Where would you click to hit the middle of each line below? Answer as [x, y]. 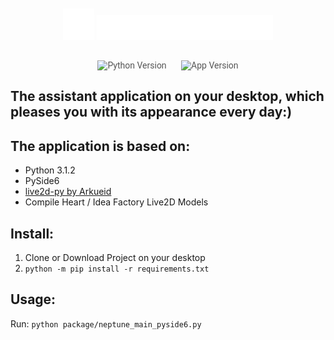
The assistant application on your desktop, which [167, 96]
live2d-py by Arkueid [68, 192]
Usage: [33, 299]
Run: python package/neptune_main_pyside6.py [106, 323]
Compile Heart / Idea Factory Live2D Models [116, 202]
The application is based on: [100, 146]
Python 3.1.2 [50, 170]
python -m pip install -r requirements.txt [117, 269]
